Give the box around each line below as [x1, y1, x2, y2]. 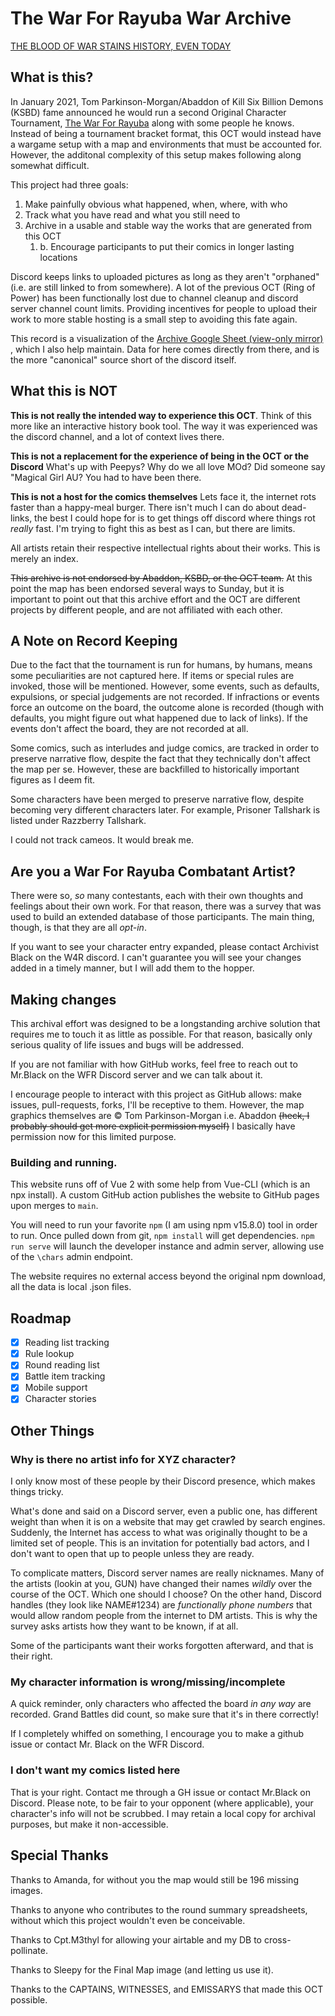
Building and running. [10, 1155, 118, 1169]
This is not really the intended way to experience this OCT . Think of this [10, 409, 312, 421]
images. [10, 1884, 43, 1896]
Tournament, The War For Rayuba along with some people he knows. [10, 117, 295, 129]
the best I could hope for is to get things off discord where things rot [34, 512, 316, 524]
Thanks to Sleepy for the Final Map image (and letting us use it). [10, 1963, 274, 1976]
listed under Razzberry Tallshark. [10, 815, 147, 827]
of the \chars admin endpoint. [10, 1251, 133, 1263]
